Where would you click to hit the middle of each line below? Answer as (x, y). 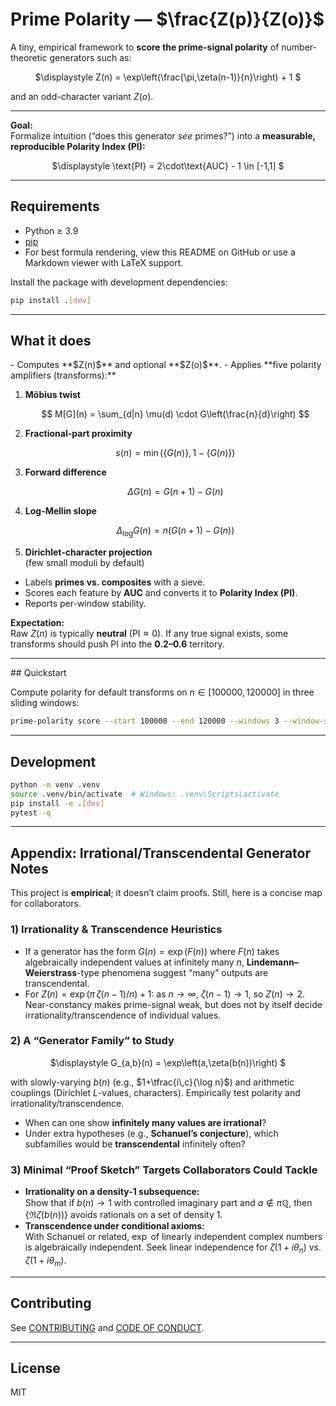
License (35, 1368)
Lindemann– (272, 962)
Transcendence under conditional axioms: (114, 1226)
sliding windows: (45, 703)
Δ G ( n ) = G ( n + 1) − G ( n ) (175, 492)
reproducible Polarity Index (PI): (78, 146)
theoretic (29, 57)
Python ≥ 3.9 (51, 230)
